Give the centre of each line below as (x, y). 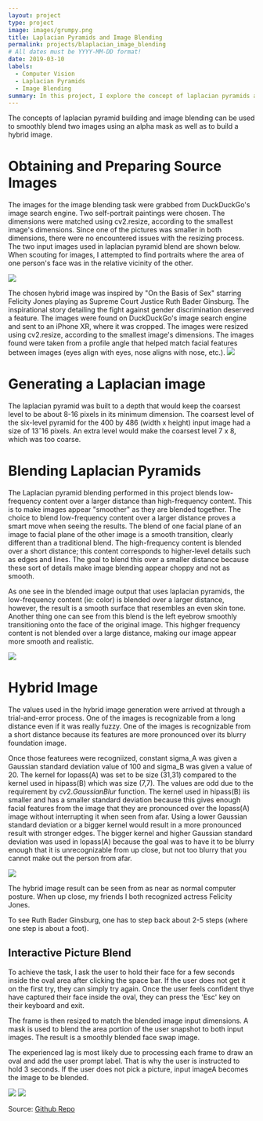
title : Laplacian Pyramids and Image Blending (85, 37)
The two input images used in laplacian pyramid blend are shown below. (124, 246)
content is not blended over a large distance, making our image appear (122, 634)
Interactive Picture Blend (70, 953)
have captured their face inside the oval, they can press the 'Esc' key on (124, 997)
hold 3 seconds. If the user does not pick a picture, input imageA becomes (128, 1069)
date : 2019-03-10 (36, 60)
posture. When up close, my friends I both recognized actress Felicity (120, 896)
